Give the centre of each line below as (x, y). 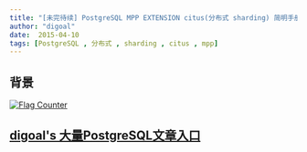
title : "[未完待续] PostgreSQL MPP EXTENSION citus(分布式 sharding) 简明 (148, 18)
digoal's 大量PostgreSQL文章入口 (105, 136)
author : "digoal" (42, 26)
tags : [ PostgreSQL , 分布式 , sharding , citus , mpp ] (114, 43)
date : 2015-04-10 (44, 35)
